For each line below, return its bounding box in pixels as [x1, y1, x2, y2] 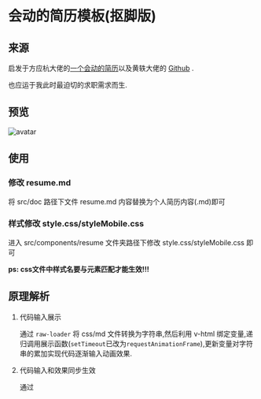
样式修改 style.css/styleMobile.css [8, 218, 144, 229]
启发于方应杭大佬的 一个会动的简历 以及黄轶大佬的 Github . [8, 64, 194, 73]
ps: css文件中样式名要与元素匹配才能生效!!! [8, 264, 149, 274]
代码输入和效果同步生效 [19, 365, 96, 375]
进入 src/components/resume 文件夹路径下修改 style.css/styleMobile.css [8, 237, 245, 247]
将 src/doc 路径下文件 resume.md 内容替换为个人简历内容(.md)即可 [8, 196, 226, 206]
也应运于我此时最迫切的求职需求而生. [8, 80, 128, 89]
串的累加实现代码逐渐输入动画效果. [19, 349, 132, 358]
